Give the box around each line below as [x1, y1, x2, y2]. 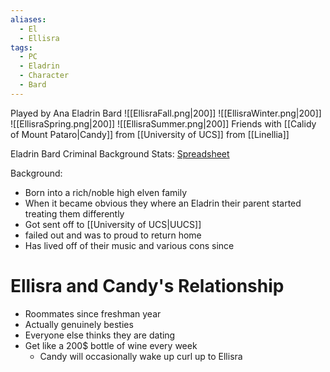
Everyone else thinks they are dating [24, 329, 176, 341]
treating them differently [24, 207, 125, 220]
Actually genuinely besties [24, 318, 134, 330]
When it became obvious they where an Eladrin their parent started [24, 197, 302, 209]
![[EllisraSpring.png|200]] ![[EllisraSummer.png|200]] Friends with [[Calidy [10, 117, 317, 130]
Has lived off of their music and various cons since [24, 239, 235, 251]
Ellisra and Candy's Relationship [10, 274, 285, 297]
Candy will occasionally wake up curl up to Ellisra [39, 350, 243, 362]
